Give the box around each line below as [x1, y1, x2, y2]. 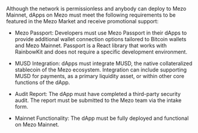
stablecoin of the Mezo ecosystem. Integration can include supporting [14, 66, 187, 73]
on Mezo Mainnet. [14, 121, 59, 128]
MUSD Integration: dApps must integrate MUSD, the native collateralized [14, 60, 193, 67]
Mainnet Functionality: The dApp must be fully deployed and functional [14, 115, 189, 122]
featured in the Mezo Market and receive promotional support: [6, 18, 159, 24]
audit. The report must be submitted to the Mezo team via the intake [14, 97, 182, 104]
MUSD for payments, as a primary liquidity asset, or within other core [14, 73, 184, 79]
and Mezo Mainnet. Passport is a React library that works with [14, 42, 167, 49]
